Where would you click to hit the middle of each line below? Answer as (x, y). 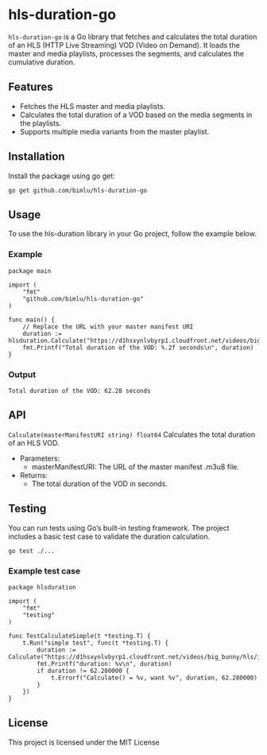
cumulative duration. (42, 62)
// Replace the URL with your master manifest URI (108, 327)
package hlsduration (43, 587)
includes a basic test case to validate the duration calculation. (109, 536)
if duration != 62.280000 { (83, 671)
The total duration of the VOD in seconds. (100, 484)
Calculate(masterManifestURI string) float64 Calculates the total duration (132, 434)
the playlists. (41, 123)
